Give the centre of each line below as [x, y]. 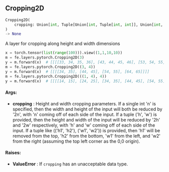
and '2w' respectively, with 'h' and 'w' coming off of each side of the [84, 125]
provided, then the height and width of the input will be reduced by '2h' [86, 120]
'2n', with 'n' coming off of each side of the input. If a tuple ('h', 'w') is [84, 114]
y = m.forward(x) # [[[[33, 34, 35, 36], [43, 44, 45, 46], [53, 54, [81, 63]
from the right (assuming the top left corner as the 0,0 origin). [76, 141]
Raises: [13, 153]
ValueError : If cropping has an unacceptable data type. [70, 164]
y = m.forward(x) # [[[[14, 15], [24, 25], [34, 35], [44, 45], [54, [81, 81]
